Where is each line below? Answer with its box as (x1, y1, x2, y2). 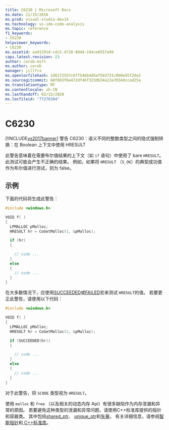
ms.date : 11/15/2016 (5, 12, 49, 17)
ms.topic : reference (5, 26, 49, 31)
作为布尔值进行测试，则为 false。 (5, 165, 74, 171)
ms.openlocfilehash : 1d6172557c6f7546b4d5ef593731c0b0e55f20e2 (5, 73, 141, 78)
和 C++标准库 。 (18, 419, 51, 425)
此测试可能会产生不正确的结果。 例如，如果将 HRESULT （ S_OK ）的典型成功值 (5, 159, 162, 165)
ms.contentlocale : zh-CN (5, 87, 58, 92)
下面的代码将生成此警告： (5, 196, 59, 202)
